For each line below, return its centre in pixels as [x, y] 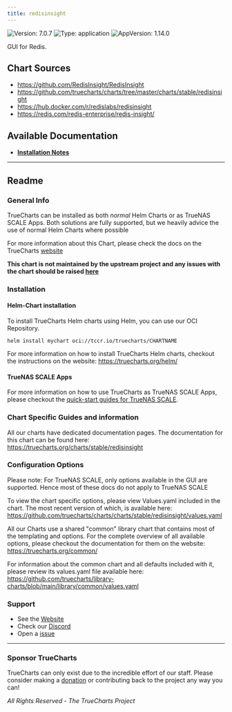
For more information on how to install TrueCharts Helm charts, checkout [111, 354]
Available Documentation [63, 136]
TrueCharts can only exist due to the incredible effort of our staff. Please [110, 673]
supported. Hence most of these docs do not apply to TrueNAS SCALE [108, 487]
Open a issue [36, 634]
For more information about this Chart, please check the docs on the [105, 243]
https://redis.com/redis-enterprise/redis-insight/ [86, 114]
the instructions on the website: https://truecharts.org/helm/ [93, 361]
